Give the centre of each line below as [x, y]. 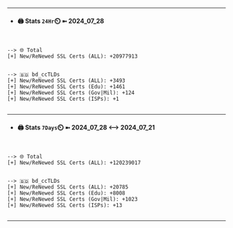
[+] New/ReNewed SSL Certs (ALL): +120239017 [74, 163]
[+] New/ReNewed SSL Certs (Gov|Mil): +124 [71, 93]
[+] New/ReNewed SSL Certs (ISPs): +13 [65, 206]
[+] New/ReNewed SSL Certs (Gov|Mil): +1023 [72, 199]
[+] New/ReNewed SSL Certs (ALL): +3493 [67, 81]
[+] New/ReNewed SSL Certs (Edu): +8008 [67, 193]
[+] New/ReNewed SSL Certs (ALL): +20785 [68, 187]
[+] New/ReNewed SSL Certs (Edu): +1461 [67, 87]
